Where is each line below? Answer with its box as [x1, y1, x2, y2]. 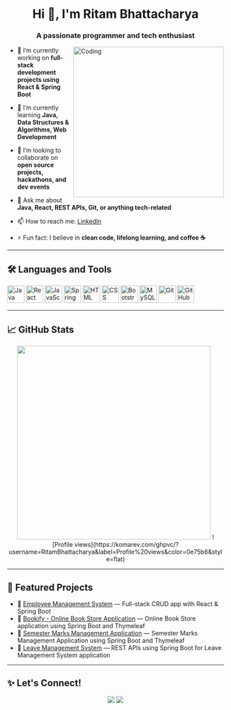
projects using [16, 76, 60, 84]
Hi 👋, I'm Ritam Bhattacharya [32, 6, 199, 22]
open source [16, 161, 54, 169]
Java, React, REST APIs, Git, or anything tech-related [16, 203, 172, 212]
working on [16, 54, 49, 62]
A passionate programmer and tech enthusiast [36, 31, 195, 41]
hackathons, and [16, 176, 67, 184]
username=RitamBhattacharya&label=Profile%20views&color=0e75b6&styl [9, 547, 222, 556]
